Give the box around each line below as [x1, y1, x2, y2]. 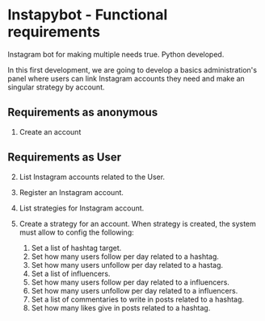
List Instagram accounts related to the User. [19, 172, 166, 181]
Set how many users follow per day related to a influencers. [31, 277, 229, 287]
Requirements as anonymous [7, 106, 158, 119]
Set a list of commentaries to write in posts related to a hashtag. [31, 294, 244, 304]
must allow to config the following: [19, 227, 134, 237]
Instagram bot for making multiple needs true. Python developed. [7, 49, 225, 59]
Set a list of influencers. [31, 269, 111, 278]
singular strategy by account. [7, 82, 105, 92]
